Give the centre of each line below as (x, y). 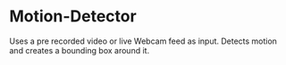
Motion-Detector (73, 16)
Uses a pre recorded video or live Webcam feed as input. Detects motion (143, 41)
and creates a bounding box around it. (80, 50)
